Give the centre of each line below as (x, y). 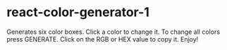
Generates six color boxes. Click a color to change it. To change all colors (113, 32)
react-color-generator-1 (78, 12)
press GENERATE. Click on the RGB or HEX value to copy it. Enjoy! (103, 39)
